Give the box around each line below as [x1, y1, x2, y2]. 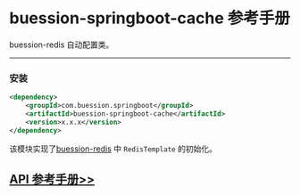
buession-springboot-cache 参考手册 [9, 8, 291, 28]
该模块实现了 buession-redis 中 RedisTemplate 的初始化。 [9, 143, 217, 154]
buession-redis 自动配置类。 [9, 39, 114, 50]
